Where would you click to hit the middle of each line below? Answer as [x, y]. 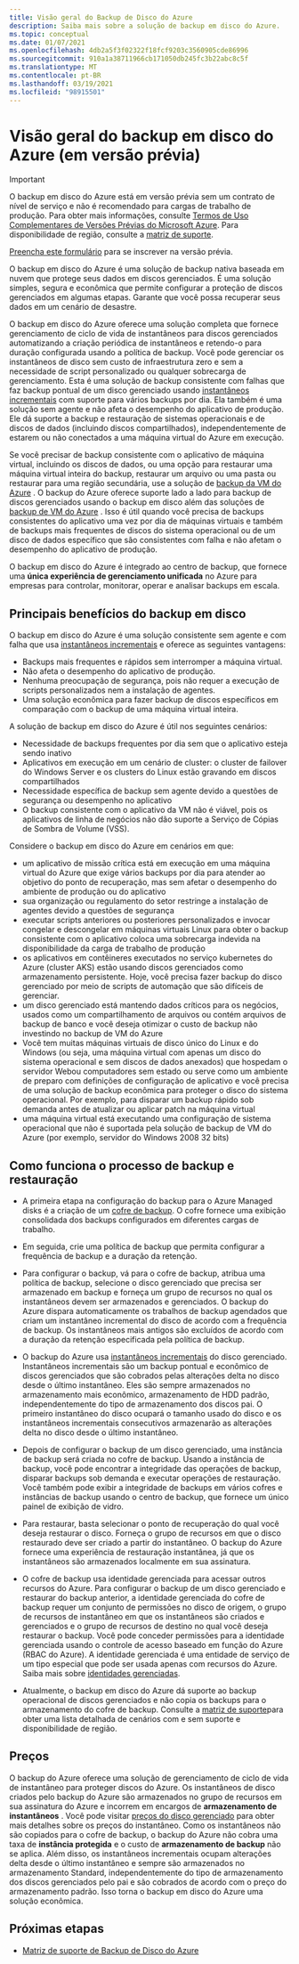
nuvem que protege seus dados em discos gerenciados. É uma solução [140, 279]
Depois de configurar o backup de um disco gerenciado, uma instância [152, 1450]
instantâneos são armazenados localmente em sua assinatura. [136, 1562]
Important [27, 180]
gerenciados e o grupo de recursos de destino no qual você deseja [145, 1627]
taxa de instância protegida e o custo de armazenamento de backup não [145, 1844]
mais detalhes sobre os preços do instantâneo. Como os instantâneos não [145, 1825]
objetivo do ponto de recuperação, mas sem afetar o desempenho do [149, 882]
